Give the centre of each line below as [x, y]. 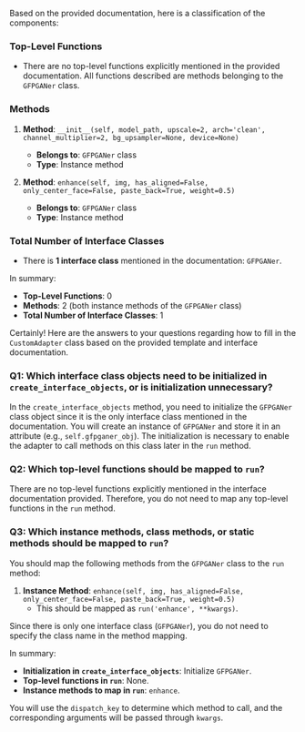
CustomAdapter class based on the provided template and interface [134, 342]
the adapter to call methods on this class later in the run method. [131, 446]
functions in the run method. [62, 508]
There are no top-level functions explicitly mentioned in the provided [151, 66]
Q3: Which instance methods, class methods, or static [132, 532]
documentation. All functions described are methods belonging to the [153, 76]
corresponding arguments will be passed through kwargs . [117, 717]
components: [34, 23]
